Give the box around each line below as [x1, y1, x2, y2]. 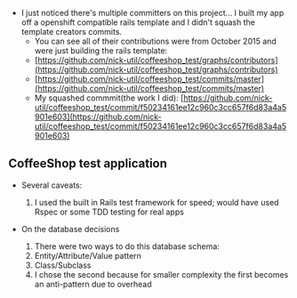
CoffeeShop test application [8, 156, 168, 172]
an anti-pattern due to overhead [34, 278, 152, 289]
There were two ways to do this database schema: [34, 240, 220, 252]
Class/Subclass [34, 260, 92, 270]
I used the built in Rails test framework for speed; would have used [34, 197, 279, 207]
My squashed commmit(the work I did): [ [34, 93, 184, 103]
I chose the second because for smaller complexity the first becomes [34, 269, 289, 279]
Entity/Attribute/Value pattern [34, 250, 141, 261]
